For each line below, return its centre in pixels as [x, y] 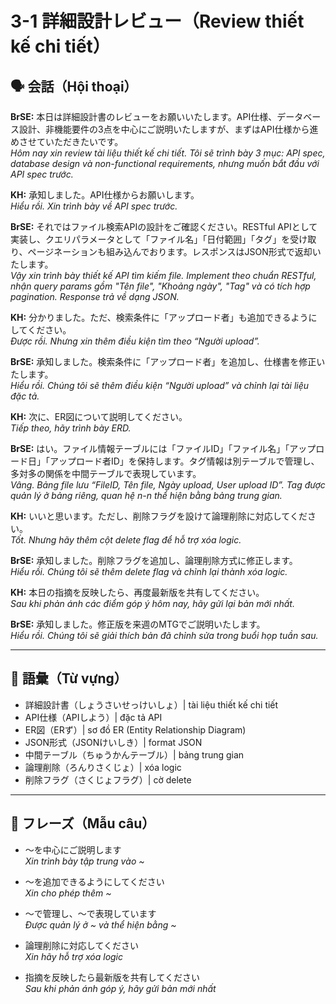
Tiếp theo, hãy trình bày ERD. [71, 428]
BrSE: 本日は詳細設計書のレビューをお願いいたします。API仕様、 [144, 116]
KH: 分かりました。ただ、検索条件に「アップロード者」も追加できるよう [159, 317]
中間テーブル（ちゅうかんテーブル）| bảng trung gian [134, 754]
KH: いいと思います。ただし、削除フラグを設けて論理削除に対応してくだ [159, 516]
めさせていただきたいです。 [67, 141]
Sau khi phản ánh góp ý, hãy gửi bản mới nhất [120, 988]
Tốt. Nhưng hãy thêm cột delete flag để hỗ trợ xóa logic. [126, 540]
